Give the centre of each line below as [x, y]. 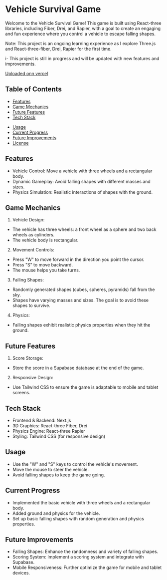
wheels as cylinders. [33, 235]
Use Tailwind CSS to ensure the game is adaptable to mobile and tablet [85, 387]
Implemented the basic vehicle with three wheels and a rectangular [81, 502]
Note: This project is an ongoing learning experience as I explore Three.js [81, 43]
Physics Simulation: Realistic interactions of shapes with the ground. [83, 192]
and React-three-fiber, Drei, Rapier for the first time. [58, 49]
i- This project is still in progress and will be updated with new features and [82, 58]
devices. [21, 573]
